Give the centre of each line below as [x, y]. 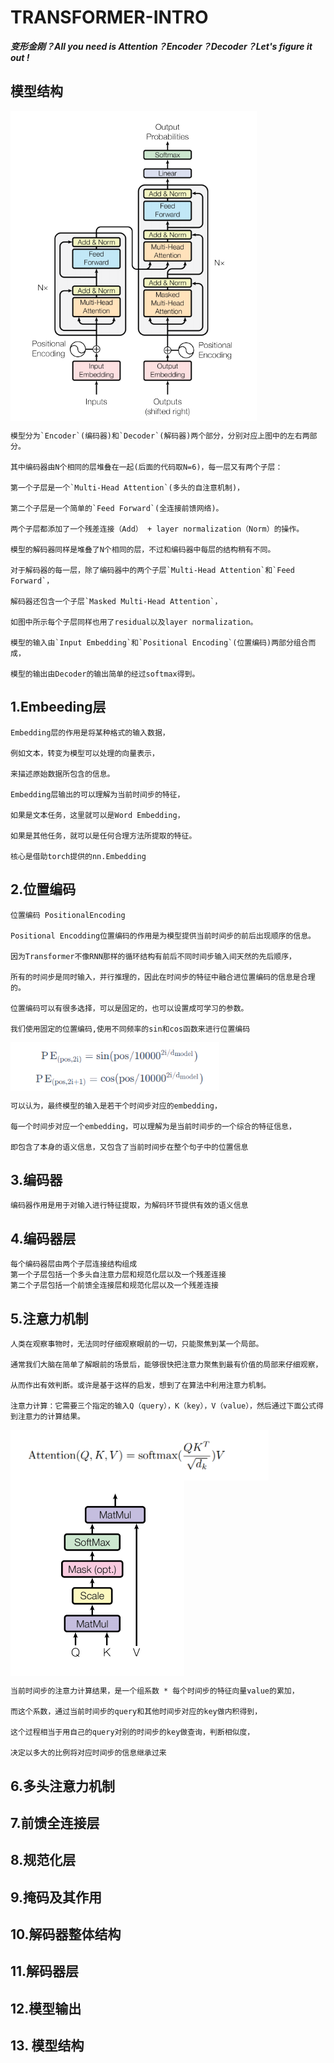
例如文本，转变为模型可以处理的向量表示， [85, 753]
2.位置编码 [43, 889]
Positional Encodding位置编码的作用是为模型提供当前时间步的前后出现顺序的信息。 [163, 936]
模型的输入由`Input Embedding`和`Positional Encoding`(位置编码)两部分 [152, 643]
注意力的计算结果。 [51, 1417]
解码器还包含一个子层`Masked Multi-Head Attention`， [116, 602]
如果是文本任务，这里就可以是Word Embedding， [97, 815]
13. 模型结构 [47, 2046]
